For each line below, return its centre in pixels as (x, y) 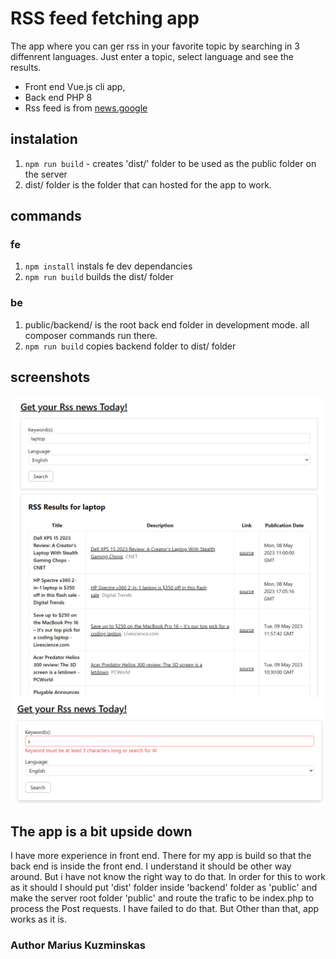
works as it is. (39, 919)
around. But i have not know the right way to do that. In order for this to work (168, 877)
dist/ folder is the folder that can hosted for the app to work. (148, 184)
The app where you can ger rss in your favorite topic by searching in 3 (155, 46)
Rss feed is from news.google (86, 108)
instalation (44, 139)
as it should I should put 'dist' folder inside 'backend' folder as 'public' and (164, 888)
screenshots (50, 377)
